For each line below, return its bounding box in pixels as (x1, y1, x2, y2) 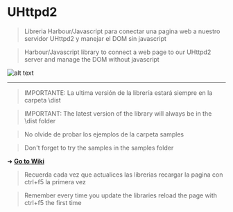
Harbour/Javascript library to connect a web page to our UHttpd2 (24, 48, 212, 56)
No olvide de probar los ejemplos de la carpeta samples (24, 130, 184, 139)
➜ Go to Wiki (7, 157, 45, 165)
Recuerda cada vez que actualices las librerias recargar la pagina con (24, 170, 223, 179)
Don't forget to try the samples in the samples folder (24, 143, 174, 152)
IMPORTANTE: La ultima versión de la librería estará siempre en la (24, 88, 213, 97)
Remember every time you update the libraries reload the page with (24, 191, 217, 200)
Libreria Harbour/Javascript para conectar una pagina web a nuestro (24, 27, 221, 35)
